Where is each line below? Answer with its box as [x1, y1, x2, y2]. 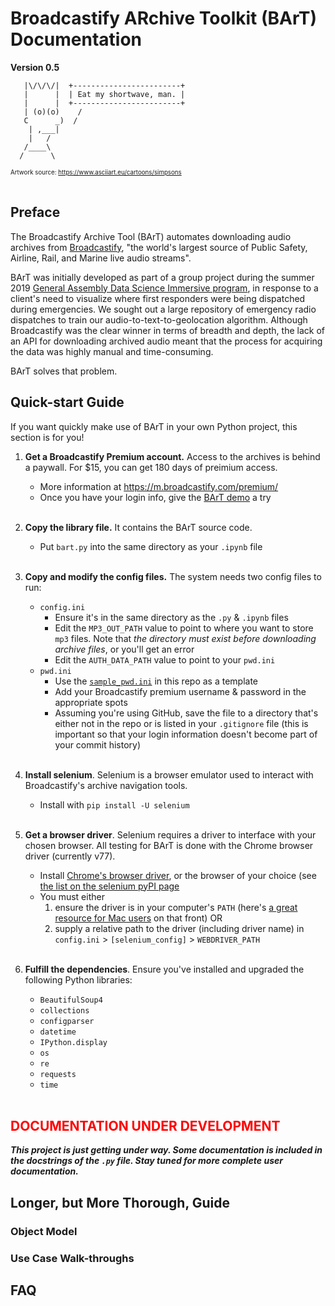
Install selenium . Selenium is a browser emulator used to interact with [24, 768, 314, 781]
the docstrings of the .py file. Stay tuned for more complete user [10, 1155, 283, 1167]
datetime [39, 1027, 77, 1037]
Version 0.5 [10, 61, 60, 73]
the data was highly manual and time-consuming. [10, 345, 214, 357]
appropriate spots [54, 696, 128, 708]
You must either [39, 890, 105, 902]
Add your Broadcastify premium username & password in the [54, 685, 307, 697]
